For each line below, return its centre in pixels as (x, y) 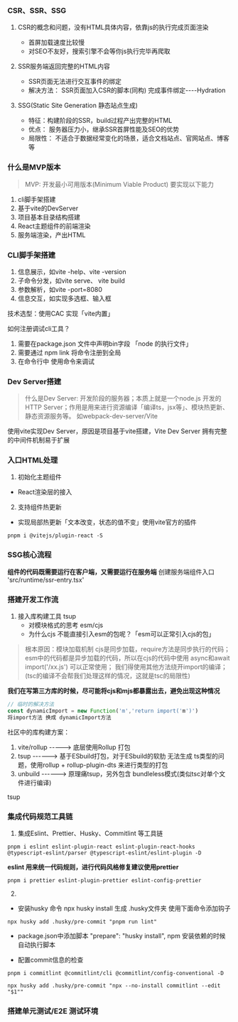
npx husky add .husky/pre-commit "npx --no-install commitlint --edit (114, 986)
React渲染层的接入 (45, 492)
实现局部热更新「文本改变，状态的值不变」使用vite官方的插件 (107, 522)
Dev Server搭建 (34, 381)
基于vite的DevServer (48, 208)
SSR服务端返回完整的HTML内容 (64, 66)
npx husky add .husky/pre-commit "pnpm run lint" (82, 922)
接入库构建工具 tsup (47, 616)
